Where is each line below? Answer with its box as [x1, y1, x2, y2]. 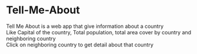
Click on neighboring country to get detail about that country [6, 41, 154, 48]
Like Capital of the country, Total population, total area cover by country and [6, 28, 192, 35]
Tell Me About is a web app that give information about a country [6, 23, 164, 30]
